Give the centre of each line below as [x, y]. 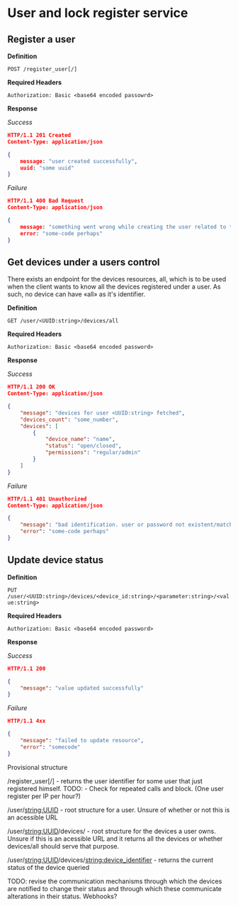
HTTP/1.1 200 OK [31, 387]
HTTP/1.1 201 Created [39, 135]
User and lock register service [98, 13]
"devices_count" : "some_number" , [69, 420]
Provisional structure [38, 767]
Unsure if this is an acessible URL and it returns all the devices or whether [115, 839]
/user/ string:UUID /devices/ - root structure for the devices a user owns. [112, 831]
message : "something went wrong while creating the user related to [123, 227]
